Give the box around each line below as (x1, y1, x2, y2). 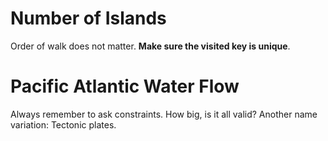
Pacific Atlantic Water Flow (10, 75, 240, 98)
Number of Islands (10, 7, 167, 30)
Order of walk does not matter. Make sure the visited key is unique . (10, 40, 291, 52)
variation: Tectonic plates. (10, 118, 117, 131)
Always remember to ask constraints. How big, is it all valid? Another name (10, 108, 318, 120)
